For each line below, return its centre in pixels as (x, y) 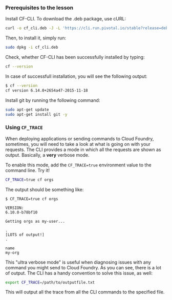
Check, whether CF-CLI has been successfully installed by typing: (75, 57)
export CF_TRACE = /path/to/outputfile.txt (50, 282)
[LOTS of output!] (25, 234)
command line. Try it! (28, 170)
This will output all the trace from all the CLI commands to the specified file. (85, 292)
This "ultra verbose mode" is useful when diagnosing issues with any (78, 262)
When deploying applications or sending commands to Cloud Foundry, (80, 138)
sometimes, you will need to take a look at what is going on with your (78, 144)
